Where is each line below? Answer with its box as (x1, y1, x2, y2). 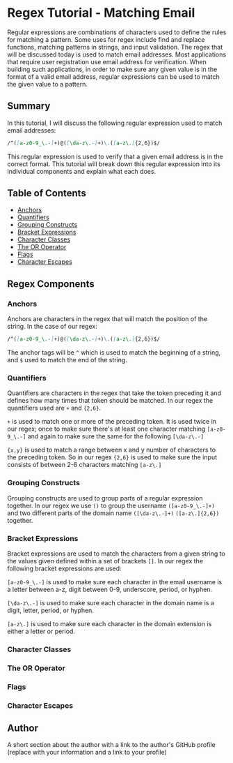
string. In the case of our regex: (7, 323, 97, 331)
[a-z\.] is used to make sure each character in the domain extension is (7, 619, 212, 628)
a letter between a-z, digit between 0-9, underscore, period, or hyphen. (7, 585, 213, 593)
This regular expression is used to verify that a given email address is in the (7, 152, 224, 161)
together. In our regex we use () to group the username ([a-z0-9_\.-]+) (7, 501, 216, 510)
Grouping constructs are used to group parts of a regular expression (7, 494, 203, 502)
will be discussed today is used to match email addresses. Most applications (7, 50, 227, 59)
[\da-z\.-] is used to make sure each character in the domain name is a (7, 598, 214, 607)
